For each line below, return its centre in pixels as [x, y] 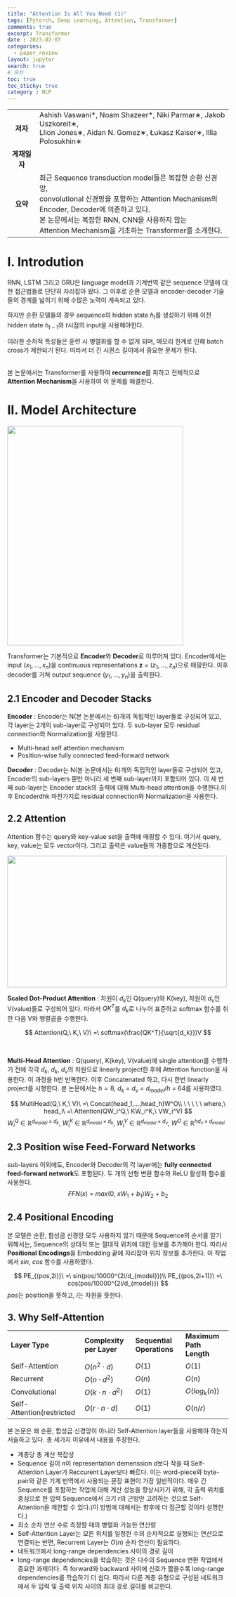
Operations [154, 1350]
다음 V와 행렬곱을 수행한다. [52, 1019]
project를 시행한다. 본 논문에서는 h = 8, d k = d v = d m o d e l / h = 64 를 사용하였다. [115, 1089]
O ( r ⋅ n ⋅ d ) [101, 1408]
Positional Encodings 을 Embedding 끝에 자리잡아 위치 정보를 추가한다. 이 [110, 1253]
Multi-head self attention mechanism [71, 748]
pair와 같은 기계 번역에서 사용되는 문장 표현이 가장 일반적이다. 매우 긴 [112, 1481]
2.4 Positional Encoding [60, 1217]
